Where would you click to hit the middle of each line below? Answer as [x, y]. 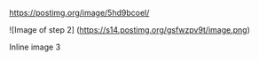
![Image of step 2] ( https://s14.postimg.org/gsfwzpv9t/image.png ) [129, 30]
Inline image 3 [35, 47]
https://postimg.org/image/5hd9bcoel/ [79, 13]
